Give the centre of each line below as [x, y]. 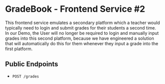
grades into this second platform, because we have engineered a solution [80, 38]
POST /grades [26, 76]
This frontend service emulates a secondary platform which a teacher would [82, 23]
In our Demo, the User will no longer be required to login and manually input [82, 33]
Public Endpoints [32, 64]
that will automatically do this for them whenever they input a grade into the [82, 43]
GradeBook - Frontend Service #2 [75, 9]
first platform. [19, 49]
